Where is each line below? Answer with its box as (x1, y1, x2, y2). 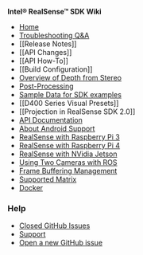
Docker (18, 183, 44, 192)
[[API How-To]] (18, 56, 69, 65)
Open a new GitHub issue (18, 238, 103, 248)
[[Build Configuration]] (18, 65, 93, 74)
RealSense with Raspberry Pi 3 (18, 132, 120, 142)
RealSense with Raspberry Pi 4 (18, 141, 121, 150)
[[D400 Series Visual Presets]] (18, 99, 119, 108)
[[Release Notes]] (18, 39, 77, 49)
